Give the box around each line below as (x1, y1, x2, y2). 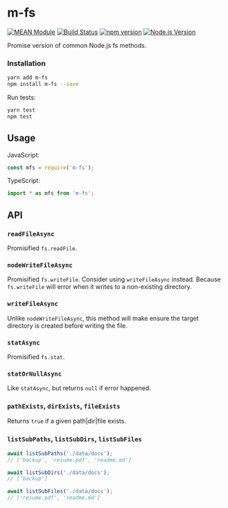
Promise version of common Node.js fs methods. (7, 41, 147, 49)
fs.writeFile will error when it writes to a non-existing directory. (7, 283, 192, 291)
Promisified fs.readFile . (7, 244, 78, 252)
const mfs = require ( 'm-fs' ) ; (7, 164, 95, 171)
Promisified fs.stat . (7, 352, 65, 361)
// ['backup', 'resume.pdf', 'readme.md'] (7, 456, 132, 464)
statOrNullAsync (7, 369, 62, 378)
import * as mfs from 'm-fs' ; (7, 190, 95, 197)
